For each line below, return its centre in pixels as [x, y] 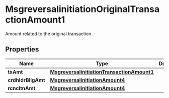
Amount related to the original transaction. [49, 33]
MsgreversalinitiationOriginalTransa [82, 9]
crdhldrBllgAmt [26, 80]
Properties [22, 49]
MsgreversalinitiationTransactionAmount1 [102, 72]
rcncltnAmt [22, 88]
